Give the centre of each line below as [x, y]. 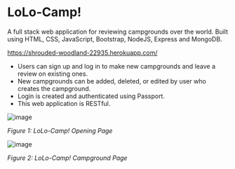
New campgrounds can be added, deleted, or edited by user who [112, 81]
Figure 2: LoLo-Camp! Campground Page [67, 158]
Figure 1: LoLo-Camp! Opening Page [60, 130]
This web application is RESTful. [64, 103]
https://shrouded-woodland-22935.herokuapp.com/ [82, 53]
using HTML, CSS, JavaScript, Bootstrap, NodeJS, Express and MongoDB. [115, 39]
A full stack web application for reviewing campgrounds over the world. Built [118, 32]
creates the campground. [54, 88]
